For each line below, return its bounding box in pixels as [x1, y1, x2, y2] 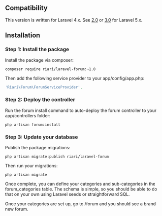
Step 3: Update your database [5, 134, 78, 140]
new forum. [5, 206, 29, 212]
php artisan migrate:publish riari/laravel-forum [5, 154, 109, 159]
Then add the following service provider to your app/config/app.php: [5, 75, 145, 81]
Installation [5, 31, 40, 40]
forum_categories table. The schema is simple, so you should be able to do [5, 186, 158, 192]
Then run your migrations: [5, 162, 58, 168]
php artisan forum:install [5, 122, 61, 127]
